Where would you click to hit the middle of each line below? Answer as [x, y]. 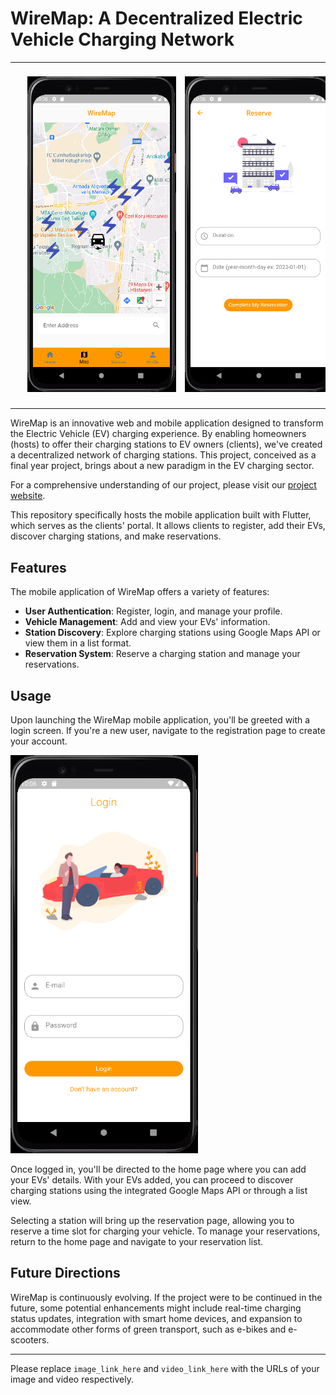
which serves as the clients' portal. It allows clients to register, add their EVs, [168, 526]
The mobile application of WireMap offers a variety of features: [140, 592]
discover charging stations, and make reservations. [116, 536]
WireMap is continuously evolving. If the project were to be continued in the [166, 1297]
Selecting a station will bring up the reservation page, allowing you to [152, 1220]
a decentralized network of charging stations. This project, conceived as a [163, 455]
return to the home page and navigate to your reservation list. [137, 1241]
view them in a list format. [78, 643]
